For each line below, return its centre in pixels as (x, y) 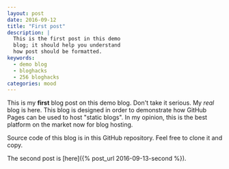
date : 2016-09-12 (32, 20)
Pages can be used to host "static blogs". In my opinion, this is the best (107, 118)
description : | (29, 32)
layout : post (26, 13)
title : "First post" (37, 26)
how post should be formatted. (58, 52)
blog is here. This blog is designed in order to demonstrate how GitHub (107, 110)
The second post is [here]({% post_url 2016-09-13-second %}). (97, 159)
